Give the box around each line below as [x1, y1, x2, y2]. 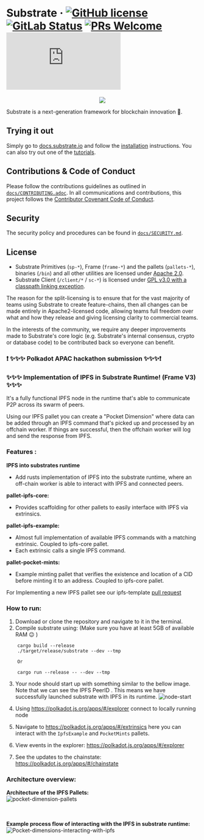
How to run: [6, 604, 42, 612]
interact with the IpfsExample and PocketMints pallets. [15, 730, 150, 737]
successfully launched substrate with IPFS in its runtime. [15, 693, 157, 700]
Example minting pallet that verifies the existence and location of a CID [15, 570, 193, 577]
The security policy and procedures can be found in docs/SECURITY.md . [6, 229, 183, 236]
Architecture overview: [6, 775, 77, 783]
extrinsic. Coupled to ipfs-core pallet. [15, 540, 109, 547]
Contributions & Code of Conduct [6, 166, 136, 177]
